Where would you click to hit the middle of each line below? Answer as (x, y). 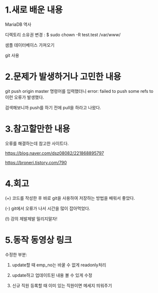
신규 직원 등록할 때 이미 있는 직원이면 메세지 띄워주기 (62, 285)
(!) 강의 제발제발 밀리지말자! (31, 219)
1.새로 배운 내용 (34, 10)
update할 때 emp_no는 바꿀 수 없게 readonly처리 (59, 265)
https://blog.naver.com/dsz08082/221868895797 (55, 153)
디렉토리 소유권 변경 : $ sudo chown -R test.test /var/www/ (63, 34)
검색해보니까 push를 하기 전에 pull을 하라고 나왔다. (53, 107)
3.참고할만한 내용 (38, 129)
